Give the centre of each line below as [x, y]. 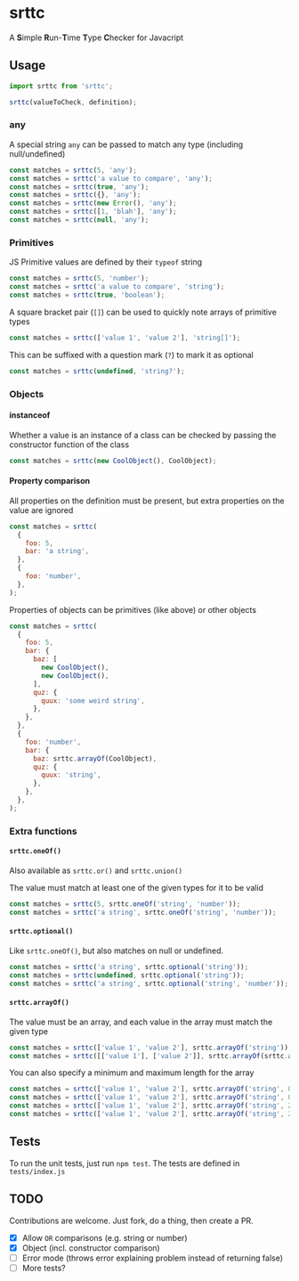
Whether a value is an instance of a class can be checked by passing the [143, 435]
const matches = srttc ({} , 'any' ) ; [75, 195]
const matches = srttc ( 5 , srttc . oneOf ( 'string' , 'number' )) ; [125, 904]
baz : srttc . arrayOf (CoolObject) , [95, 759]
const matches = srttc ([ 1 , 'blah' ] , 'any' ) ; [93, 212]
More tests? [44, 1268]
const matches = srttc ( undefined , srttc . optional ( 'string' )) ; [127, 975]
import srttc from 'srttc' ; [61, 86]
